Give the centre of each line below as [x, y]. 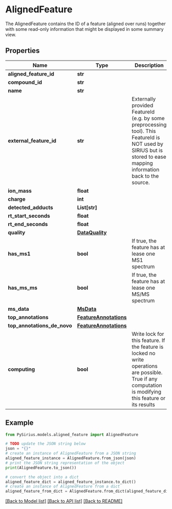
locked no [144, 353]
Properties [23, 51]
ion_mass [20, 191]
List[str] [87, 208]
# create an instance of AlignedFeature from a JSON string [71, 454]
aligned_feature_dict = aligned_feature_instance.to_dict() [71, 482]
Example [19, 423]
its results [143, 404]
